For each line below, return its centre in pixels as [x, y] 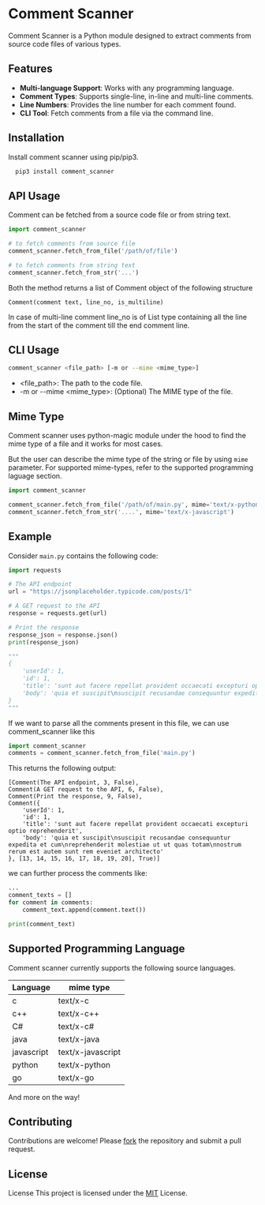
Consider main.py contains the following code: [83, 556]
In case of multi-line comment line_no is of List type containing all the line [127, 317]
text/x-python [84, 1064]
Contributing [40, 1122]
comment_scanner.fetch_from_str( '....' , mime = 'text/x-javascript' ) [121, 512]
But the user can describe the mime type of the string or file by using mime [128, 460]
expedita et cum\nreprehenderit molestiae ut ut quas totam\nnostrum [125, 845]
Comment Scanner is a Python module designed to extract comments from [130, 36]
